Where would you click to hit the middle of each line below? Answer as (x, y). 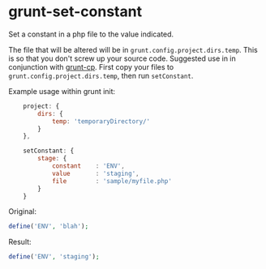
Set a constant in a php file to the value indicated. (91, 34)
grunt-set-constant (75, 12)
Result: (20, 242)
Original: (23, 211)
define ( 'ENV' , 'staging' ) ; (54, 257)
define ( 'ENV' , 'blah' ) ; (49, 226)
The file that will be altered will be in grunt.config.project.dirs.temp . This (133, 49)
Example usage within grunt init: (62, 91)
